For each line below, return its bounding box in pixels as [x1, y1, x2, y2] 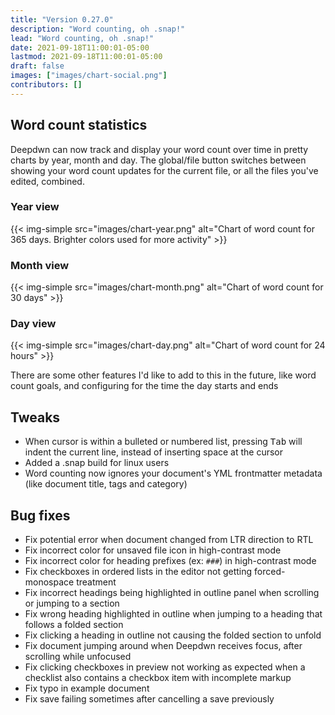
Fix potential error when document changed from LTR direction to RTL [24, 534, 314, 546]
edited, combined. [10, 175, 85, 187]
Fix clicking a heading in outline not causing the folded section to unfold [24, 629, 322, 641]
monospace [24, 576, 75, 588]
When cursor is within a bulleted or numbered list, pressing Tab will [24, 436, 303, 448]
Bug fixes [10, 507, 71, 524]
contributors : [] [10, 80, 83, 90]
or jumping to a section [24, 597, 120, 610]
